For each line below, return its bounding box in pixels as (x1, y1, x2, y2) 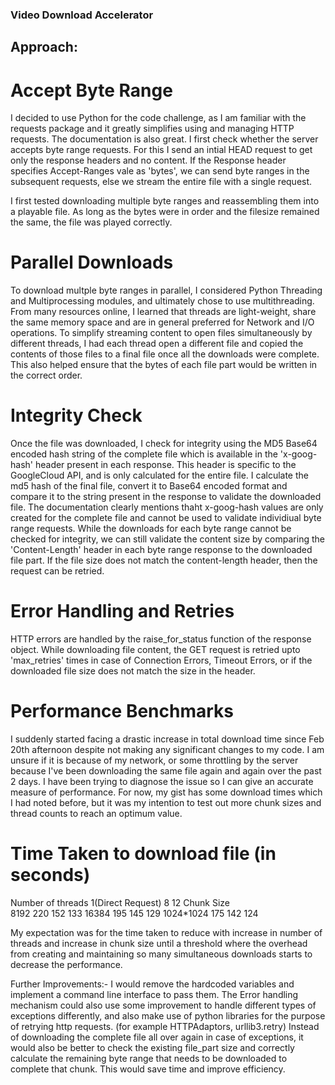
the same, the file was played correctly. (10, 216, 173, 228)
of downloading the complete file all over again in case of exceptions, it (10, 1031, 304, 1043)
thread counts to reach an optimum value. (10, 808, 183, 819)
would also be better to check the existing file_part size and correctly (10, 1041, 295, 1053)
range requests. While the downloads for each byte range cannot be (10, 523, 292, 535)
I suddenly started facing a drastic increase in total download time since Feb (10, 733, 325, 745)
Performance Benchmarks (10, 700, 234, 723)
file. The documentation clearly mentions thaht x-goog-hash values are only (10, 501, 324, 513)
